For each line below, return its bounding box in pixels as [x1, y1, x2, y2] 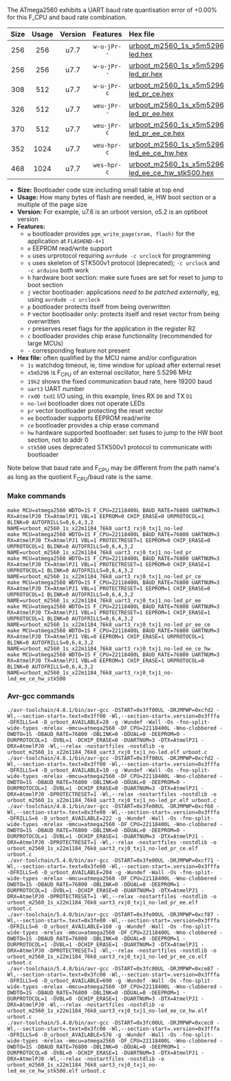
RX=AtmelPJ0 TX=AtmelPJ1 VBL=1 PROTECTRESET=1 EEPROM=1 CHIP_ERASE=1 [7, 609, 211, 616]
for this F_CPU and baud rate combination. [7, 13, 127, 21]
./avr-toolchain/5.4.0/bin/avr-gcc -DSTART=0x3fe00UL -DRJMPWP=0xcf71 [7, 857, 214, 864]
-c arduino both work [27, 266, 89, 274]
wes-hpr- [93, 161, 122, 169]
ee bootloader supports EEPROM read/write [27, 414, 151, 422]
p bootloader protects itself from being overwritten [27, 302, 170, 311]
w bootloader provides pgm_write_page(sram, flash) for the [27, 230, 195, 238]
